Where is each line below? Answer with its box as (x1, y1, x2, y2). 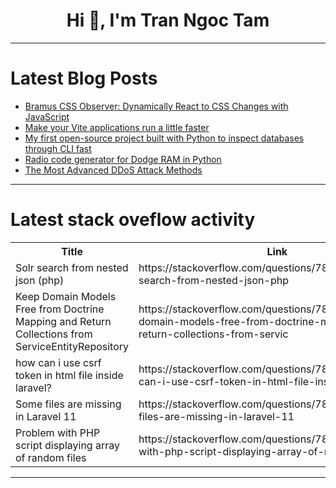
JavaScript (24, 110, 70, 123)
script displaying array (15, 438, 120, 452)
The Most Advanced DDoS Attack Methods (24, 164, 203, 176)
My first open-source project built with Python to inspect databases (24, 132, 305, 144)
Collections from (15, 327, 93, 341)
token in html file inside (15, 368, 124, 382)
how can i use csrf (15, 355, 102, 369)
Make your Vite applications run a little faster (24, 121, 210, 133)
